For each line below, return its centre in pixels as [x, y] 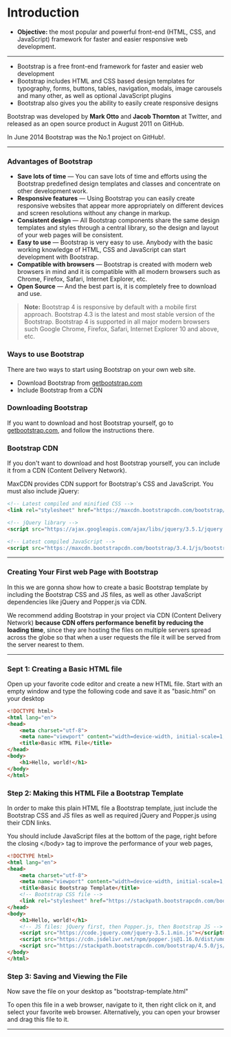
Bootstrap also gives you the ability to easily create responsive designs [118, 103]
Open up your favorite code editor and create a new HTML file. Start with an [115, 684]
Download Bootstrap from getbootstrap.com [80, 383]
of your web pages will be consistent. [70, 235]
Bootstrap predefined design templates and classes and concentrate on [119, 184]
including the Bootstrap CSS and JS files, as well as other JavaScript [104, 594]
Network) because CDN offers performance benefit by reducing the [106, 622]
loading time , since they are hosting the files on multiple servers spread [109, 630]
